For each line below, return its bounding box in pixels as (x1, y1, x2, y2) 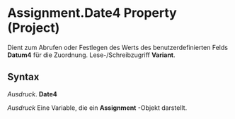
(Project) (7, 20, 60, 36)
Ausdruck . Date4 (7, 89, 58, 98)
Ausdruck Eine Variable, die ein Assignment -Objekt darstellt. (7, 104, 188, 112)
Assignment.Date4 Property (7, 5, 177, 21)
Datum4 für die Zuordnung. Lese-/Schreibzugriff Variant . (7, 51, 176, 59)
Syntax (7, 71, 40, 83)
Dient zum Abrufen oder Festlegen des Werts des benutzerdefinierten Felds (7, 43, 229, 51)
